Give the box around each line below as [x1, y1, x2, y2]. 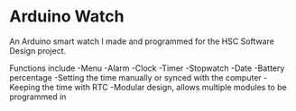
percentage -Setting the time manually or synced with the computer [9, 72, 262, 82]
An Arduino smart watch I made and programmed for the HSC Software [9, 36, 275, 47]
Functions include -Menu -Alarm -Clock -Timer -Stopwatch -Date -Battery [9, 63, 285, 73]
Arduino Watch [9, 6, 125, 27]
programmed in [9, 91, 67, 102]
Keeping [9, 81, 41, 92]
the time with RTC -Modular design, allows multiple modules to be [42, 81, 287, 92]
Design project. [9, 45, 67, 55]
